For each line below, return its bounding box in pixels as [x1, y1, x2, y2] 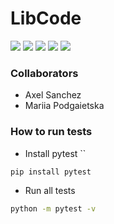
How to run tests [10, 125, 93, 139]
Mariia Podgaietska [24, 100, 105, 112]
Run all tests [24, 185, 76, 197]
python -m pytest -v [10, 204, 97, 214]
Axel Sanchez [24, 89, 82, 101]
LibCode [10, 7, 82, 30]
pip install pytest [10, 167, 92, 177]
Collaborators [10, 66, 79, 80]
